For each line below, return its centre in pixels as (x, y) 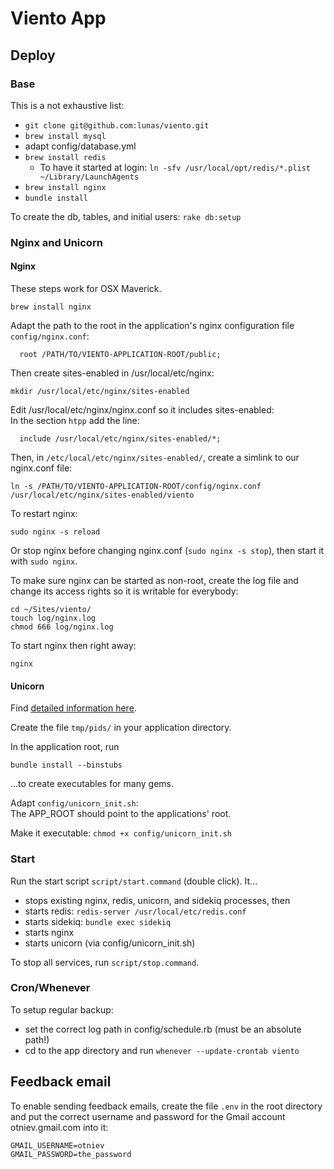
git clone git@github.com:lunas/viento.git (117, 125)
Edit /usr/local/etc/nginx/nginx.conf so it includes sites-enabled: (142, 410)
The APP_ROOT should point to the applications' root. (121, 814)
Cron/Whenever (50, 988)
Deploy (33, 55)
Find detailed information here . (73, 708)
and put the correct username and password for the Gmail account (148, 1116)
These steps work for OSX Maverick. (86, 288)
